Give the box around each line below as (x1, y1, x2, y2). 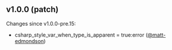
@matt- (147, 31, 166, 38)
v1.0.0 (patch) (6, 5, 59, 15)
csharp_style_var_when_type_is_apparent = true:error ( (14, 31, 148, 38)
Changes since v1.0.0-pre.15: (6, 20, 77, 27)
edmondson (14, 37, 44, 44)
